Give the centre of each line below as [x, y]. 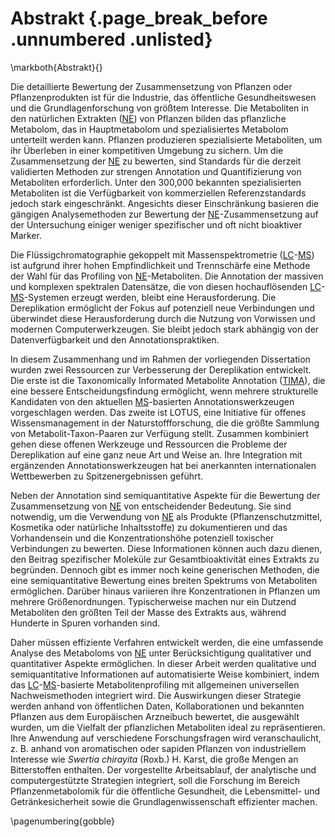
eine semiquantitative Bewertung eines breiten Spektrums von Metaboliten [164, 580]
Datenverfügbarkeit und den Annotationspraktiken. [115, 339]
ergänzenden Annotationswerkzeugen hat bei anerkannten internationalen [163, 465]
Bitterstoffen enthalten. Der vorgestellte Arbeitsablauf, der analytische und [163, 769]
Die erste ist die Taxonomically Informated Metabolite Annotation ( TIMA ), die [168, 380]
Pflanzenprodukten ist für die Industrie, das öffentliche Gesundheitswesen [163, 97]
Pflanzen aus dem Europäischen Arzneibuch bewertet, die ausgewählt [155, 716]
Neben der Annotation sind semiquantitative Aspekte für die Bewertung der [165, 495]
